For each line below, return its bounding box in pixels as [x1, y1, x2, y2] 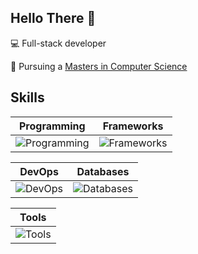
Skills [10, 89, 45, 106]
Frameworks [102, 119, 164, 133]
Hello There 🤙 [10, 10, 97, 27]
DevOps [19, 164, 59, 178]
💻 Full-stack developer [10, 37, 107, 49]
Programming [18, 119, 86, 133]
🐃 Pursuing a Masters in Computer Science [10, 60, 188, 72]
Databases [76, 164, 130, 178]
